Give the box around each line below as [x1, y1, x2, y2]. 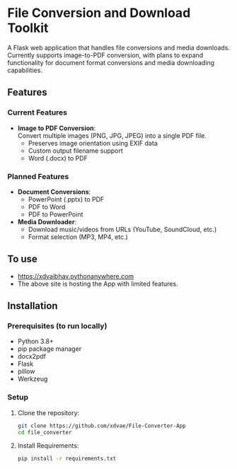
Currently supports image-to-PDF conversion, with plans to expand [7, 51, 204, 59]
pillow [17, 367, 35, 376]
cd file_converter [17, 429, 72, 436]
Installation [7, 300, 58, 312]
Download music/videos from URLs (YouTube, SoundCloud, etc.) [28, 225, 217, 233]
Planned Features [7, 171, 69, 181]
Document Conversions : [17, 187, 91, 196]
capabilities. [7, 66, 42, 74]
